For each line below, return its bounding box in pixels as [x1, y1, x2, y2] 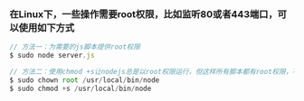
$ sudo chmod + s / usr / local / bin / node [9, 84, 152, 93]
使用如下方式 [18, 21, 75, 33]
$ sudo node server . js [9, 51, 95, 60]
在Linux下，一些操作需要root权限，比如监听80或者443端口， [9, 7, 278, 20]
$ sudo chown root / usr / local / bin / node [9, 75, 160, 85]
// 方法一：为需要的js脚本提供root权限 [9, 42, 140, 51]
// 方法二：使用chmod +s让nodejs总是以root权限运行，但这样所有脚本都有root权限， [9, 68, 293, 77]
